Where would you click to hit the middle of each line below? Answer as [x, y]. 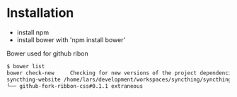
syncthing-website [34, 79]
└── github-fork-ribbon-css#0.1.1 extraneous [75, 86]
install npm [33, 32]
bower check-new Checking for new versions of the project [102, 73]
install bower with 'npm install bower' [71, 39]
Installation [40, 13]
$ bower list [26, 66]
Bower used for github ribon [48, 53]
